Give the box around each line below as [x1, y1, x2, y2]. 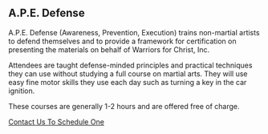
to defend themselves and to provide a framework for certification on [8, 36, 237, 46]
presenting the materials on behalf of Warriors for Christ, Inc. [8, 44, 210, 55]
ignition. [8, 86, 35, 95]
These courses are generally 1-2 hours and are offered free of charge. [8, 101, 240, 111]
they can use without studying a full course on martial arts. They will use [8, 68, 248, 79]
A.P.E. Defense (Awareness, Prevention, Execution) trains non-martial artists [8, 27, 260, 37]
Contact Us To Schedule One [8, 116, 104, 127]
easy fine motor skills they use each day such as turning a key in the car [8, 77, 247, 87]
